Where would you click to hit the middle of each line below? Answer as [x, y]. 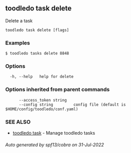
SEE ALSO [18, 122]
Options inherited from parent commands [58, 90]
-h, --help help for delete [42, 77]
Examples [18, 43]
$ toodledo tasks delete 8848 [37, 54]
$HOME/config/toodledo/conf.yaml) [42, 109]
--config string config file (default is [72, 105]
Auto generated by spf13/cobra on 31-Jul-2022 [55, 144]
